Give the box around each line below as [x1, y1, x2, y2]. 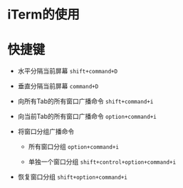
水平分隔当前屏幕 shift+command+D [17, 67, 118, 75]
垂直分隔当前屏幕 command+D [17, 82, 99, 90]
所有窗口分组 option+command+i [28, 142, 120, 151]
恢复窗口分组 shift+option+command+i [17, 172, 128, 182]
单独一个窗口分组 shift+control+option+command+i [28, 157, 177, 166]
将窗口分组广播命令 [17, 127, 75, 136]
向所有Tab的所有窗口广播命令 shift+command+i [17, 97, 154, 105]
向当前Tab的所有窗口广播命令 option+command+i [17, 112, 157, 121]
